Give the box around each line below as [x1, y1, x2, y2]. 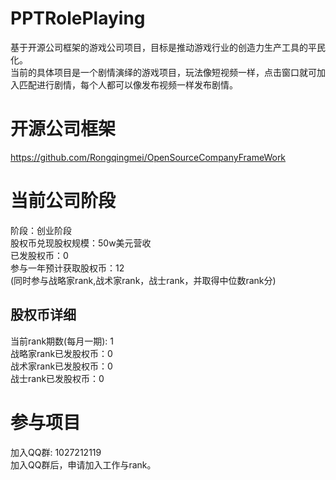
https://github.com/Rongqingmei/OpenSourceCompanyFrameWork [10, 151, 287, 163]
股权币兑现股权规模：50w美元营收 [10, 237, 152, 249]
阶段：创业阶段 [10, 224, 72, 236]
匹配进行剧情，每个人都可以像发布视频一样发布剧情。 [18, 78, 238, 91]
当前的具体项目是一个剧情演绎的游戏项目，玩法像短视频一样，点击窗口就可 [10, 66, 317, 78]
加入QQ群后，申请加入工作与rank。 [10, 458, 157, 471]
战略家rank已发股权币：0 [10, 347, 113, 359]
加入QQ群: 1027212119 [10, 446, 102, 458]
